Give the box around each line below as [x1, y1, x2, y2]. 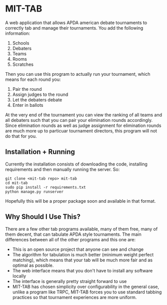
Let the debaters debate [12, 96, 62, 103]
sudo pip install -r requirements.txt [5, 185, 86, 190]
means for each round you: [5, 76, 61, 82]
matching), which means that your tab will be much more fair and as [12, 257, 153, 263]
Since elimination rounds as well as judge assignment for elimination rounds [5, 122, 161, 128]
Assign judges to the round [12, 91, 68, 97]
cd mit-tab [5, 180, 28, 186]
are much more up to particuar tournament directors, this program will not [5, 127, 157, 133]
